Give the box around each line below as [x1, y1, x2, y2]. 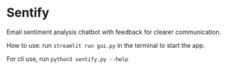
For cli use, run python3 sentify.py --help [6, 54, 129, 63]
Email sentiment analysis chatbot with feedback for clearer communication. [6, 28, 222, 36]
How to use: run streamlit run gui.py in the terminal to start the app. [6, 41, 205, 49]
